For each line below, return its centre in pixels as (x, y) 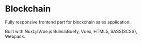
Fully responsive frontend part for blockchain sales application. (68, 22)
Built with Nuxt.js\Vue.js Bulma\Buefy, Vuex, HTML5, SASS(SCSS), (71, 31)
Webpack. (15, 36)
